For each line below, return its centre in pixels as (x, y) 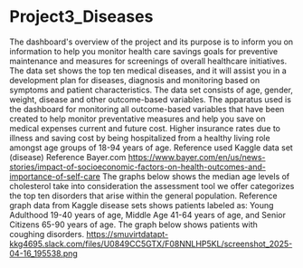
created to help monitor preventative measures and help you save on (137, 119)
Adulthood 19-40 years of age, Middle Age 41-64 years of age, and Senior (148, 215)
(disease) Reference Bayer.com (68, 157)
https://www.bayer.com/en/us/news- (197, 157)
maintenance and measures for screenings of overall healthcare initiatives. (148, 61)
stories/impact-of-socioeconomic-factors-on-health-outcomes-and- (138, 167)
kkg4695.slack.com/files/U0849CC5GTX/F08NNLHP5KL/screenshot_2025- (151, 244)
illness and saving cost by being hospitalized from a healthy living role (140, 138)
